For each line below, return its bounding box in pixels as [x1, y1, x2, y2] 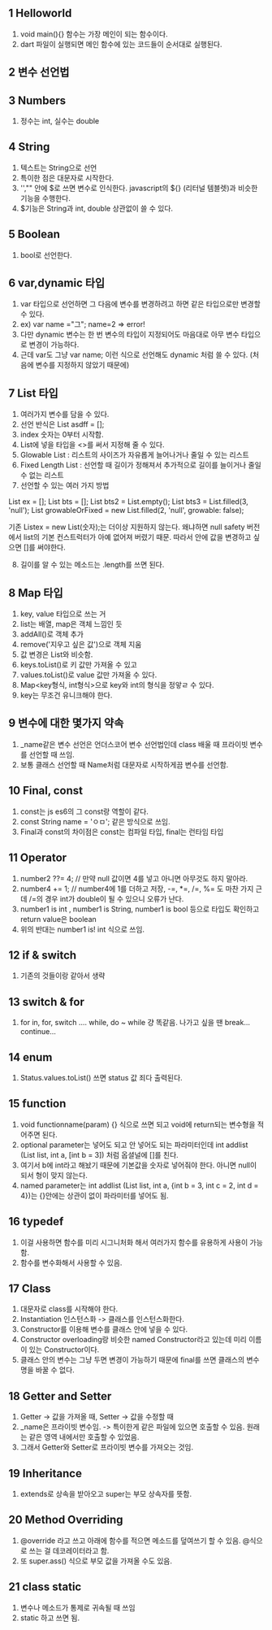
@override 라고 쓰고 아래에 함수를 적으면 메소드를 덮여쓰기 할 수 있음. [19, 1536, 241, 1545]
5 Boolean [8, 228, 61, 241]
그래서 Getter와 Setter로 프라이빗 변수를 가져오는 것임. [19, 1442, 193, 1452]
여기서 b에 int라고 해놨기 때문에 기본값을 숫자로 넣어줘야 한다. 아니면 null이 [19, 1160, 257, 1170]
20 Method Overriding [8, 1513, 123, 1527]
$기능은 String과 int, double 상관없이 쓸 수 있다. [19, 203, 173, 213]
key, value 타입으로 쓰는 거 [19, 609, 106, 619]
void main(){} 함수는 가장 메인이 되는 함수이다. [19, 28, 168, 39]
